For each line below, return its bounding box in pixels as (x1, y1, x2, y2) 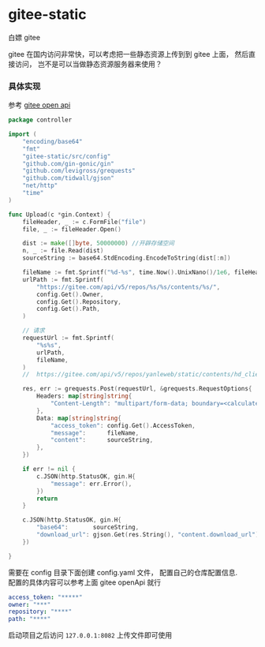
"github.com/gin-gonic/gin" (22, 159, 114, 167)
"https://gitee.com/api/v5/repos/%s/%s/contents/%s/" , (36, 282, 221, 291)
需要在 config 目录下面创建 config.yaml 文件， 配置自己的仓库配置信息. (8, 567, 238, 577)
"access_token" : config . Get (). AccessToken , (50, 421, 196, 429)
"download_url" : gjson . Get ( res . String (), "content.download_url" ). (36, 531, 263, 539)
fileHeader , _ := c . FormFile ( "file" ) (22, 218, 147, 226)
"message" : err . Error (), (50, 480, 132, 488)
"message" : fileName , (50, 428, 140, 437)
